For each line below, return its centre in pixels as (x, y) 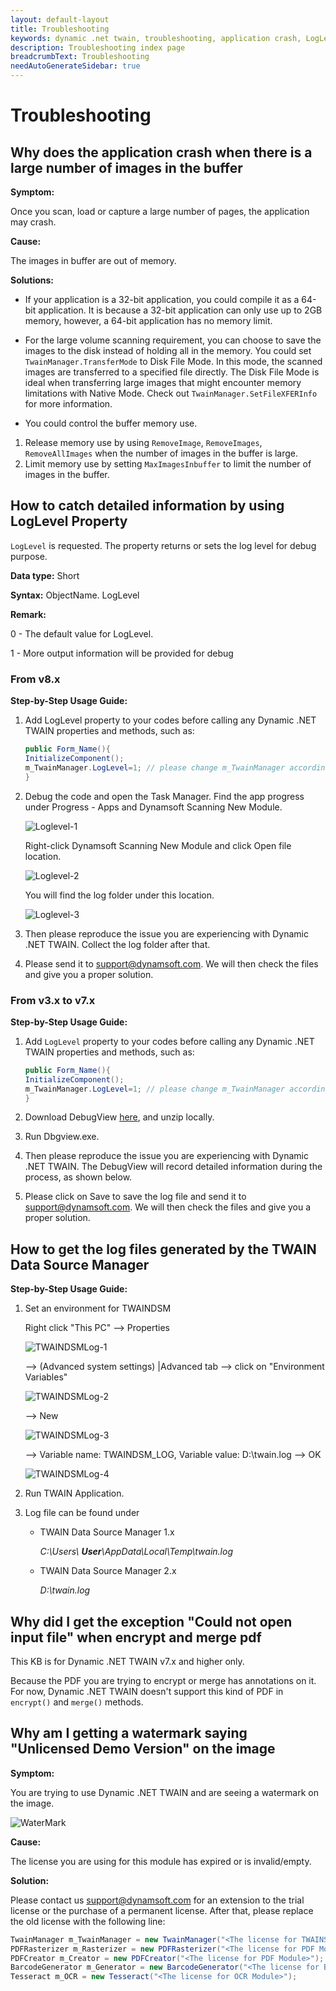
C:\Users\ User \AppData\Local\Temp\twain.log (136, 1552)
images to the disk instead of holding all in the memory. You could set (168, 350)
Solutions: (32, 280)
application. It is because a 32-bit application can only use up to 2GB (180, 310)
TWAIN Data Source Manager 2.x (108, 1571)
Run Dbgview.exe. (62, 1137)
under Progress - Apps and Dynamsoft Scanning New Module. (153, 807)
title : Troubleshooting (60, 29)
